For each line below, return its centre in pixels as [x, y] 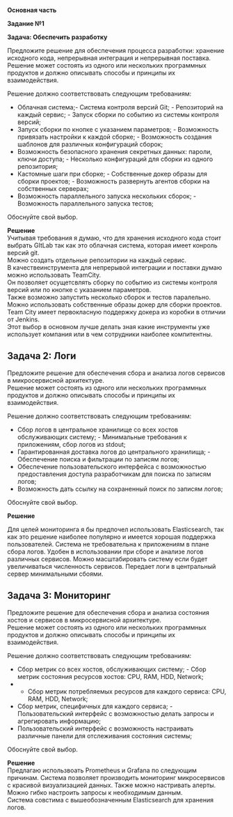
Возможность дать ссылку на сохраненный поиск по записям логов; [120, 489]
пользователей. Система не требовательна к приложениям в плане [108, 544]
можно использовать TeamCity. [54, 275]
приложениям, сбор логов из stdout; [72, 444]
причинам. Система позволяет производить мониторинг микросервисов [116, 777]
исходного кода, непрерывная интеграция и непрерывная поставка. [109, 58]
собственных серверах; [53, 189]
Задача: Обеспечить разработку [57, 37]
